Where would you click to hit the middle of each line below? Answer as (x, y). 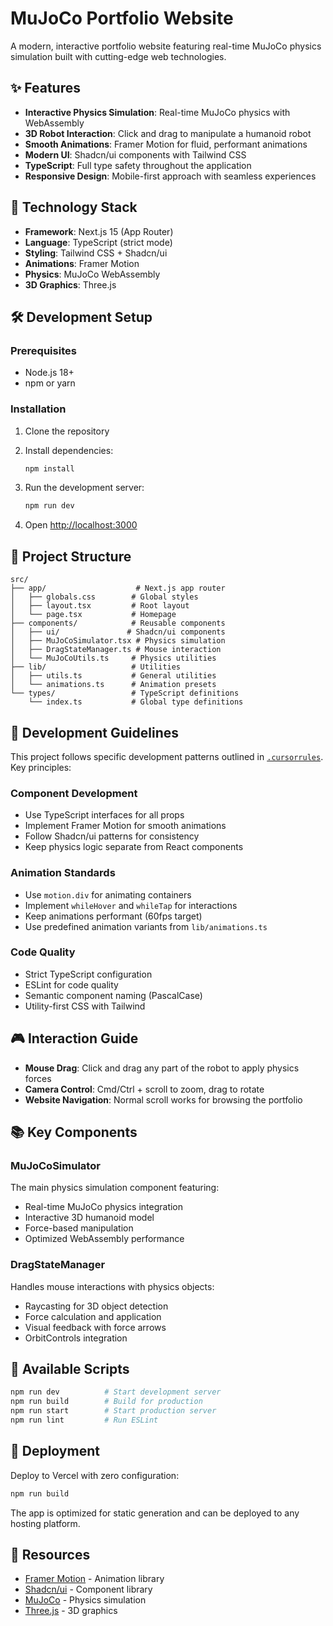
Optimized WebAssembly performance (104, 1239)
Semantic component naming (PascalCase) (113, 995)
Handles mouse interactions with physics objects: (112, 1286)
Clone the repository (67, 431)
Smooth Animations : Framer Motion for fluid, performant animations (166, 144)
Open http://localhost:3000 (81, 525)
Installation (38, 409)
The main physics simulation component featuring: (115, 1188)
